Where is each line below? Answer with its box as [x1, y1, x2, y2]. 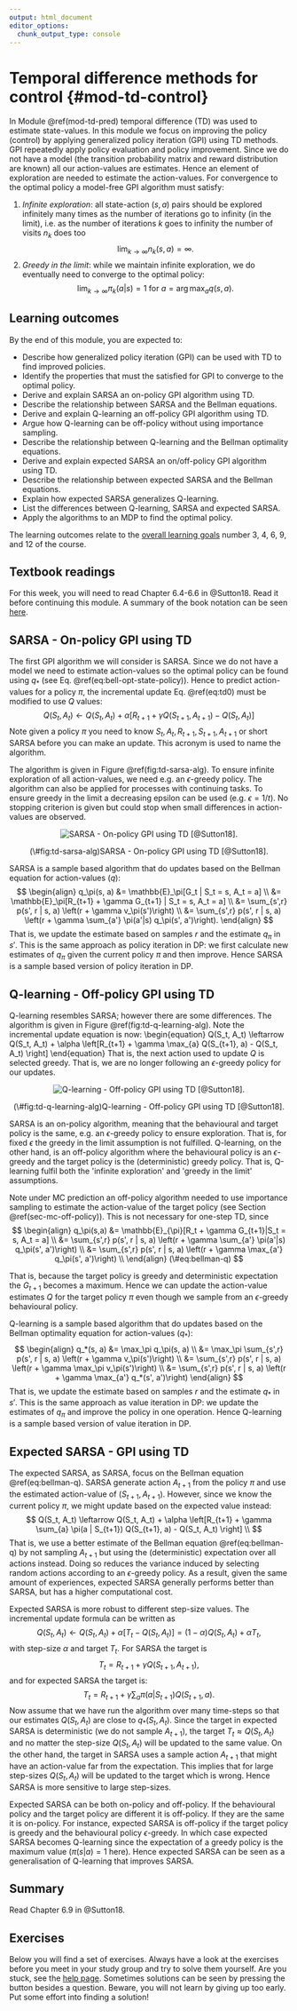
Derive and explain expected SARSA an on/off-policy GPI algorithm [21, 455, 268, 466]
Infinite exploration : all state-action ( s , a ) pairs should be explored [21, 199, 263, 210]
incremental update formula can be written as [9, 1613, 176, 1624]
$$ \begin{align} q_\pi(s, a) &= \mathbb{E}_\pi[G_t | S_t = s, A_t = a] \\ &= [16, 886, 282, 897]
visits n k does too [21, 227, 86, 241]
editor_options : [9, 21, 69, 30]
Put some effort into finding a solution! [9, 1991, 149, 2003]
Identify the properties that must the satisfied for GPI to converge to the [21, 370, 284, 381]
